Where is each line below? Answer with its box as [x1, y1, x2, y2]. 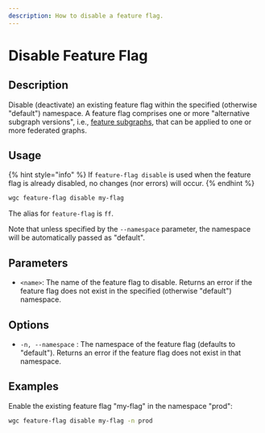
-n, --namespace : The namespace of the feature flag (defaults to [19, 339, 236, 348]
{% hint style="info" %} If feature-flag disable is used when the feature [8, 170, 251, 179]
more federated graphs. [8, 126, 87, 135]
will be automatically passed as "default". [8, 233, 145, 242]
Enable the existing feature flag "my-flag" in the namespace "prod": [8, 401, 234, 410]
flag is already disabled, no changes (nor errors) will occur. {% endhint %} [8, 179, 255, 188]
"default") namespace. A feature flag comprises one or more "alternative [8, 108, 251, 118]
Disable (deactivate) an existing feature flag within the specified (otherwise [8, 100, 258, 109]
